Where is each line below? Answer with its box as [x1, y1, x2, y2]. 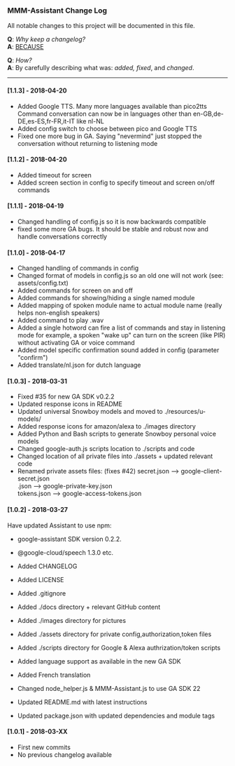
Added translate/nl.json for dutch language [17, 361, 141, 370]
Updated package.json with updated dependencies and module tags [17, 711, 215, 720]
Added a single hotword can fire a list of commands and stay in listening [17, 323, 226, 332]
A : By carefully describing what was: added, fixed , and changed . [7, 64, 194, 72]
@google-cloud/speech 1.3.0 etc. [17, 548, 114, 556]
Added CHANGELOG [17, 562, 78, 570]
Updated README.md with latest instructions [17, 697, 148, 706]
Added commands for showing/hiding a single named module [17, 294, 195, 302]
